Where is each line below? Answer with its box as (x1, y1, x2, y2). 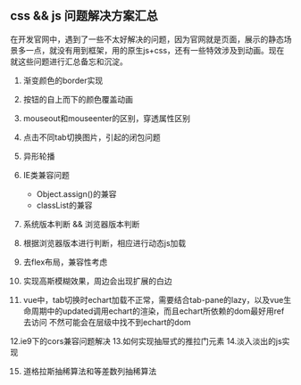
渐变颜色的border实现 (22, 75, 104, 86)
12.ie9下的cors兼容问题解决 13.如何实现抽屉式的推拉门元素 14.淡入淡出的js (10, 335, 282, 346)
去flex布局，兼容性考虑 (22, 257, 108, 267)
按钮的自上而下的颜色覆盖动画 (22, 94, 133, 104)
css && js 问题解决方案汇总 (10, 8, 159, 24)
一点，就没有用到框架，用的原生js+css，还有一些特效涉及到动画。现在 (25, 45, 285, 55)
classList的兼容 (36, 200, 93, 210)
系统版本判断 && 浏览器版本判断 (22, 218, 140, 229)
